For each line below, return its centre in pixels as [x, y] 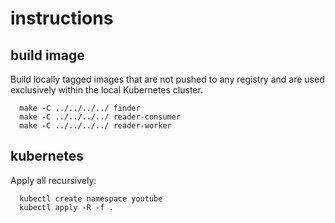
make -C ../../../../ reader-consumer [100, 117]
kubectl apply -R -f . [66, 207]
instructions [62, 18]
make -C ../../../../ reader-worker [95, 126]
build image [47, 55]
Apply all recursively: [53, 180]
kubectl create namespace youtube [91, 198]
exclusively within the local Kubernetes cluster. [106, 90]
